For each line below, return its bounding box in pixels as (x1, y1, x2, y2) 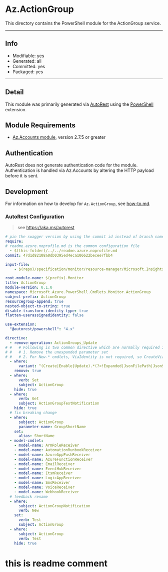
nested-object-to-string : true (5, 303, 70, 309)
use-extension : (5, 322, 37, 327)
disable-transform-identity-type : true (5, 308, 88, 313)
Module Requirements (5, 121, 76, 129)
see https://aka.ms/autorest (17, 225, 75, 231)
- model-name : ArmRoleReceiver (14, 443, 79, 448)
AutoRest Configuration (5, 213, 64, 220)
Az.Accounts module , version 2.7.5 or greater (12, 134, 106, 140)
